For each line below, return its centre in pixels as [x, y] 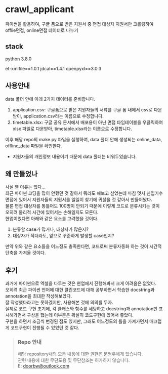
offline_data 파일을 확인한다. [34, 146]
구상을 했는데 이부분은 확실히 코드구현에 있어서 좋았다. [80, 315]
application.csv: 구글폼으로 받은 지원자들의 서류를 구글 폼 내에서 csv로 [82, 109]
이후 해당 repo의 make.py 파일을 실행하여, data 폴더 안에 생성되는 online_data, [84, 139]
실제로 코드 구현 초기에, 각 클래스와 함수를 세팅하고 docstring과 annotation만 [81, 309]
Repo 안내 [30, 342]
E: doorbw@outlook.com [44, 366]
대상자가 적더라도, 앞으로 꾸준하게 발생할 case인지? [63, 236]
